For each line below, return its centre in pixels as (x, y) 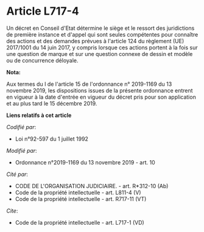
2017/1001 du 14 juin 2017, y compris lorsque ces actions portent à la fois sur (102, 47)
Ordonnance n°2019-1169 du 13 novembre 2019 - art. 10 (85, 162)
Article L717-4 (43, 11)
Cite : (12, 211)
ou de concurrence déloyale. (42, 60)
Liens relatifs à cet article (39, 115)
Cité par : (17, 174)
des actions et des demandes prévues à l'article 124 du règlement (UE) (95, 41)
